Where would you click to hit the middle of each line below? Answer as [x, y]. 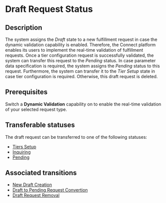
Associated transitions [41, 173]
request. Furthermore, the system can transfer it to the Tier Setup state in [80, 71]
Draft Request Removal [36, 196]
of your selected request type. [36, 109]
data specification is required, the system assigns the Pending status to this [83, 66]
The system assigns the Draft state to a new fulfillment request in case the [81, 39]
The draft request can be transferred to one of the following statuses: [76, 137]
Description [24, 28]
